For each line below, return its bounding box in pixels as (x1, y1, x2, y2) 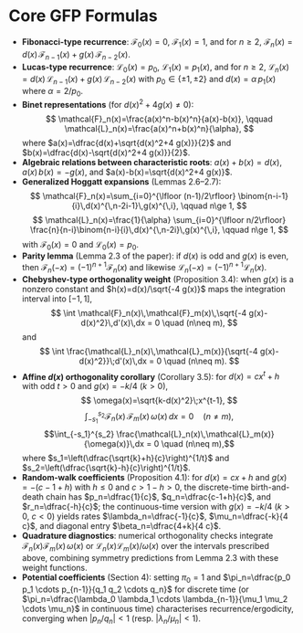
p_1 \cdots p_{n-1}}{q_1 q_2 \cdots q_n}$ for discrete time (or (21, 584, 250, 595)
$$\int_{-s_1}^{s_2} (44, 428, 115, 439)
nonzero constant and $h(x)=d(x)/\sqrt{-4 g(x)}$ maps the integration (21, 283, 287, 294)
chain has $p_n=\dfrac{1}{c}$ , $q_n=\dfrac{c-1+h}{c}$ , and (46, 491, 271, 502)
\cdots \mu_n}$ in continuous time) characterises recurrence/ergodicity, (21, 603, 294, 614)
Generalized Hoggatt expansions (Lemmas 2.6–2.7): (21, 175, 222, 187)
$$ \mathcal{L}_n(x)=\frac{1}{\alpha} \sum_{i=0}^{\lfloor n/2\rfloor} (32, 214, 287, 225)
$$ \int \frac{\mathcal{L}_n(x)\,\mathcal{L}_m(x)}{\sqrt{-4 (39, 345, 258, 356)
